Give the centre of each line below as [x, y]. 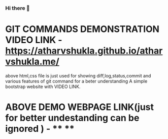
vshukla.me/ [32, 62]
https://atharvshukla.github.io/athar [84, 51]
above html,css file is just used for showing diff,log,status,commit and [78, 75]
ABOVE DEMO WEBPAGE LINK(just [79, 107]
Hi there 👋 [18, 8]
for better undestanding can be [72, 118]
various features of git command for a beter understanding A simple [76, 81]
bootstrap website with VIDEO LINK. [43, 87]
